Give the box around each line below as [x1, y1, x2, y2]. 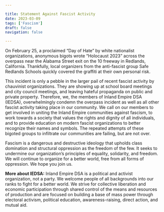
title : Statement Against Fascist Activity [5, 11, 96, 16]
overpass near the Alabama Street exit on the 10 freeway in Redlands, [5, 58, 146, 64]
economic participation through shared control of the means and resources [5, 186, 157, 192]
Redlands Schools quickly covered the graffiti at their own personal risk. [5, 69, 151, 74]
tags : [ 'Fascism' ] [5, 21, 43, 26]
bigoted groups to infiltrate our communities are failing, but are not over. [5, 131, 151, 137]
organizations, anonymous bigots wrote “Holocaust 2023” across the [5, 53, 145, 59]
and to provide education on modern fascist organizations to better [5, 120, 141, 126]
